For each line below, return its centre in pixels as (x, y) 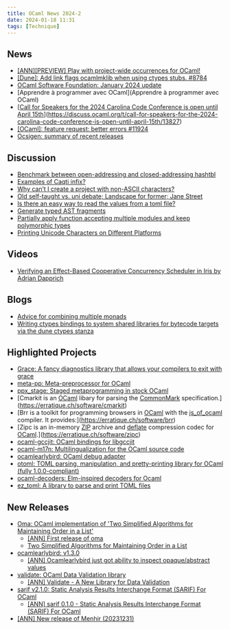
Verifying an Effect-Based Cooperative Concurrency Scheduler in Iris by (119, 271)
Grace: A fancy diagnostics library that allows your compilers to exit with (119, 369)
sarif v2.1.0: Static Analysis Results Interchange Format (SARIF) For (112, 590)
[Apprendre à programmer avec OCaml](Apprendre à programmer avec (118, 93)
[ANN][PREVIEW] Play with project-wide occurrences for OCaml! (109, 71)
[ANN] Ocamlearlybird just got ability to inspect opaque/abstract (118, 560)
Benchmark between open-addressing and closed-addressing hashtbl (116, 174)
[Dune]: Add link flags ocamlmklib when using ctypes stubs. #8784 (112, 78)
